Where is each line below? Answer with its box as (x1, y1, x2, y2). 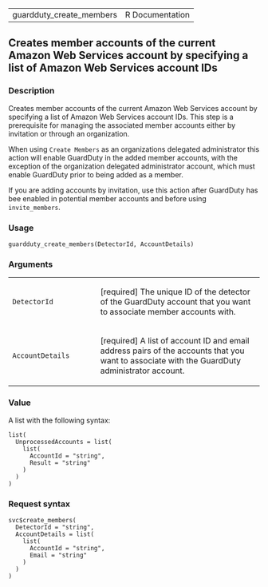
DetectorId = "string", (15, 523, 94, 531)
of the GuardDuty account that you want (100, 296, 251, 307)
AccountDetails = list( (15, 530, 94, 538)
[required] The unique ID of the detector (100, 287, 251, 298)
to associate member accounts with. (100, 307, 236, 318)
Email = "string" (29, 551, 88, 559)
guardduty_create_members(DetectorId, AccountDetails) (8, 240, 195, 248)
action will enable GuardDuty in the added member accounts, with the (8, 153, 238, 162)
